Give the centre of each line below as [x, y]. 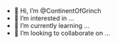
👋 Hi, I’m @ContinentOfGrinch [57, 11]
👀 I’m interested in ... [44, 18]
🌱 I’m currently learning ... [52, 25]
